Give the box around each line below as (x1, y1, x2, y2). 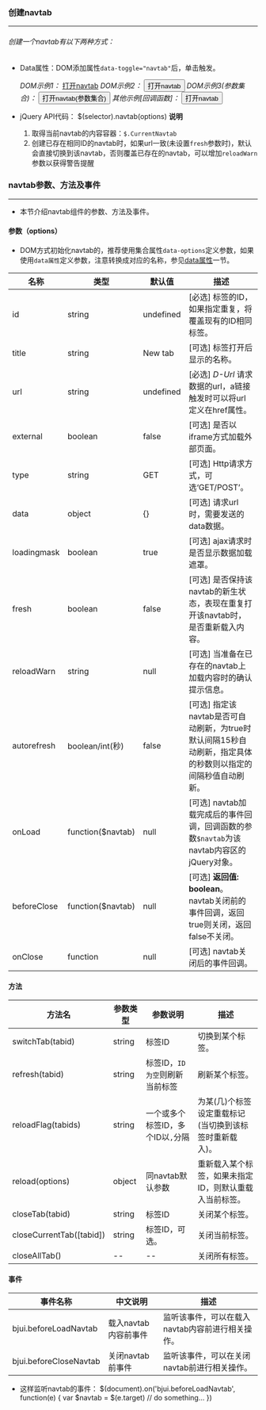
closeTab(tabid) (12, 1209, 71, 1220)
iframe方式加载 (188, 431, 245, 442)
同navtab (145, 1171, 180, 1182)
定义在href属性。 (188, 404, 252, 416)
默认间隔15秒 (188, 735, 239, 745)
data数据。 (188, 521, 230, 531)
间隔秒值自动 (188, 771, 237, 781)
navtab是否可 (188, 711, 239, 722)
